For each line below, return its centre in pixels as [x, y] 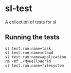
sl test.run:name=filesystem [35, 65]
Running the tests [32, 37]
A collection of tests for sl [31, 22]
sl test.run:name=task [28, 48]
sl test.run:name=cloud [29, 53]
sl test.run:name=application [36, 57]
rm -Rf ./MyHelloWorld [28, 61]
